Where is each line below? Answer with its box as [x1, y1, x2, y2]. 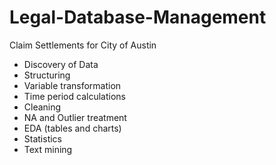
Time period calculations [23, 90, 126, 102]
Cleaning [23, 101, 62, 113]
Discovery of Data [23, 58, 99, 70]
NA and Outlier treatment [23, 111, 127, 123]
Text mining [23, 143, 73, 155]
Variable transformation [23, 79, 122, 91]
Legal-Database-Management [9, 6, 267, 29]
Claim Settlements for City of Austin [9, 39, 157, 51]
